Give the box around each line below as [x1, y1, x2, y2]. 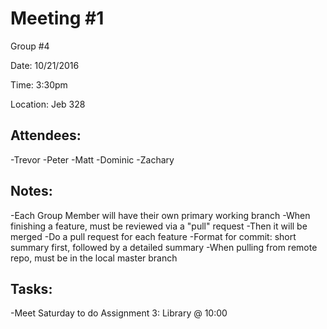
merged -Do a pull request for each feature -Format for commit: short [10, 230, 297, 242]
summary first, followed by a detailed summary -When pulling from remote [10, 241, 318, 253]
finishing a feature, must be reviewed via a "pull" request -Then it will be [10, 220, 308, 232]
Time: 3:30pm [10, 78, 68, 91]
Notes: [10, 183, 53, 200]
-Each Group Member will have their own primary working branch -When [10, 209, 311, 221]
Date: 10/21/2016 [10, 59, 80, 71]
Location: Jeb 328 [10, 98, 86, 110]
